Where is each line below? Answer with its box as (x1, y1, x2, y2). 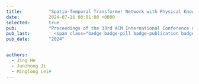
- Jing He (11, 57, 36, 63)
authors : (6, 52, 28, 58)
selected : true (6, 20, 60, 25)
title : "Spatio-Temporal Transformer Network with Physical (6, 8, 182, 15)
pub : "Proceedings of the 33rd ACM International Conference (6, 25, 190, 31)
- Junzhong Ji (11, 63, 46, 69)
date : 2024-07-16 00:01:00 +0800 (6, 14, 115, 20)
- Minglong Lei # (11, 69, 52, 75)
